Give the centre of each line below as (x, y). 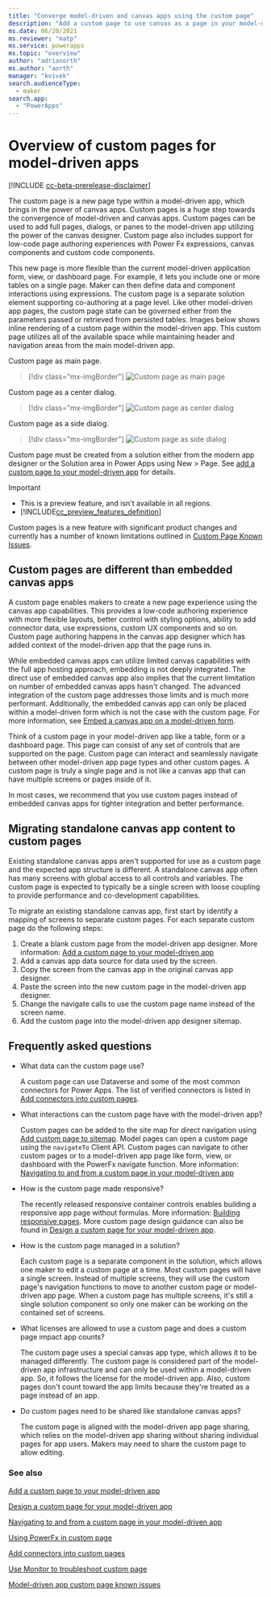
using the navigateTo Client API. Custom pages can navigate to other (134, 1146)
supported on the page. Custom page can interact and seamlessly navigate (133, 753)
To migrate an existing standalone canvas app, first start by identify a (123, 911)
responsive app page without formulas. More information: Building (130, 1213)
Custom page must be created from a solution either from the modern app (131, 455)
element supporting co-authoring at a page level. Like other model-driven (131, 303)
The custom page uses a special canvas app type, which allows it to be (138, 1352)
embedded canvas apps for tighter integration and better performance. (126, 803)
